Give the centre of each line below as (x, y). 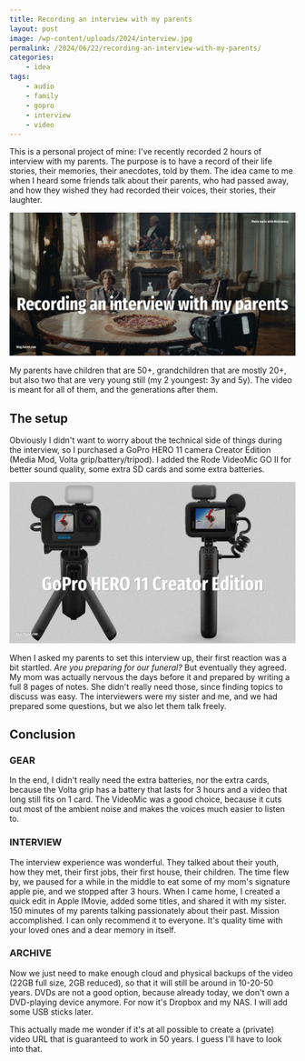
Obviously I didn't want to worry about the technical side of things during (146, 440)
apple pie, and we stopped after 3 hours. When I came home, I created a (145, 891)
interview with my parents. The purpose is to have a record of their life (141, 161)
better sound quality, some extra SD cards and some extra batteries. (137, 469)
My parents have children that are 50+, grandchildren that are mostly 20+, (148, 370)
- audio (40, 86)
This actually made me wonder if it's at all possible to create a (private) (142, 1029)
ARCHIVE (31, 953)
